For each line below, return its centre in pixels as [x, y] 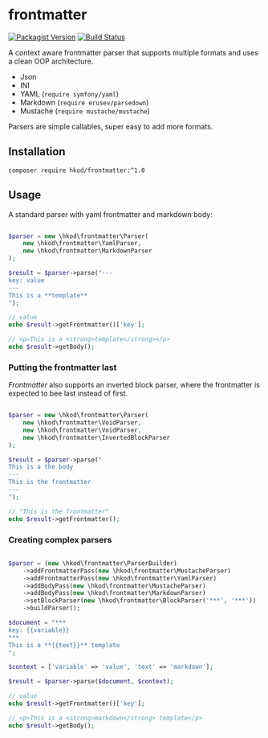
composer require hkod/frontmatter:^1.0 [77, 170]
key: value [26, 280]
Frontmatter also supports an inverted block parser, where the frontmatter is [134, 385]
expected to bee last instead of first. [68, 394]
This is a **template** [48, 295]
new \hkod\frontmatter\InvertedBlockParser [97, 437]
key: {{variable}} [39, 630]
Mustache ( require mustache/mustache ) [85, 111]
